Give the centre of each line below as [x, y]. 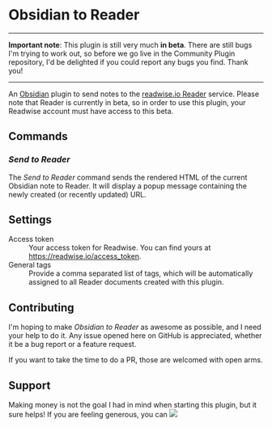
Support [30, 385]
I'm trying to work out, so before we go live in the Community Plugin [122, 53]
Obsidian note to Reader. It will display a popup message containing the [127, 186]
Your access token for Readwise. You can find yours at [120, 247]
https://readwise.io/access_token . [85, 256]
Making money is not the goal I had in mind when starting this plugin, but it [133, 405]
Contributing [41, 308]
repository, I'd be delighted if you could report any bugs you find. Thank [128, 61]
